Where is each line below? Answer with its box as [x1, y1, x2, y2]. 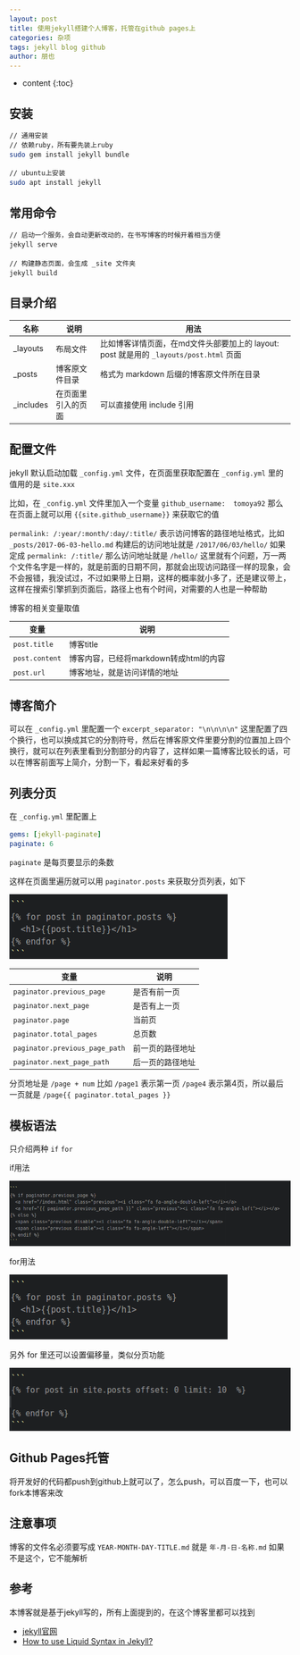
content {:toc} [21, 78, 74, 88]
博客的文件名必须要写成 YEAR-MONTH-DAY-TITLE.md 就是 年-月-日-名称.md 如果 [9, 1542, 285, 1552]
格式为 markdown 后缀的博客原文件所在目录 [99, 369, 261, 380]
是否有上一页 [132, 1000, 180, 1011]
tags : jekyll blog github [9, 43, 105, 52]
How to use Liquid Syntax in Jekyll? [21, 1635, 154, 1646]
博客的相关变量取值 [9, 602, 80, 613]
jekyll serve [9, 239, 58, 249]
